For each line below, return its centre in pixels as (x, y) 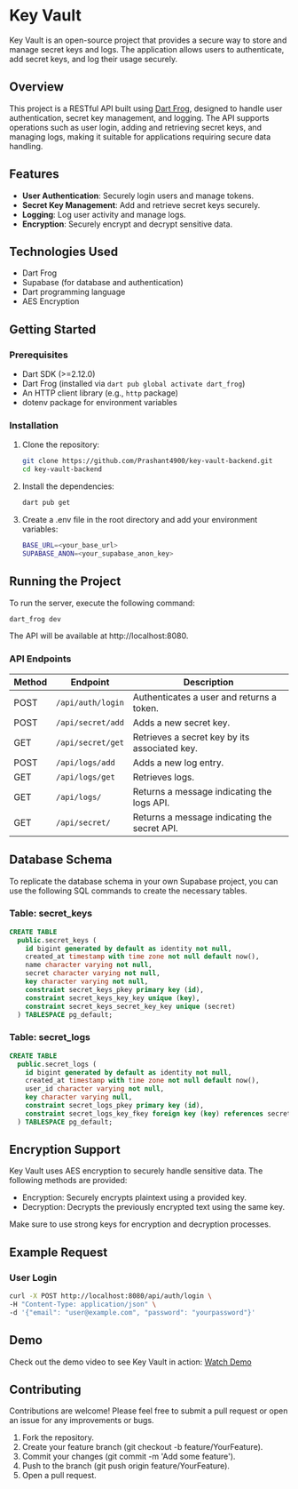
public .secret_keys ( (57, 940)
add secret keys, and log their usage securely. (94, 59)
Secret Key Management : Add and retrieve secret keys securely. (141, 204)
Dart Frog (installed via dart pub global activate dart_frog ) (133, 384)
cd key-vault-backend (62, 469)
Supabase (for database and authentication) (102, 283)
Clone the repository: (61, 444)
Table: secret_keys (51, 914)
